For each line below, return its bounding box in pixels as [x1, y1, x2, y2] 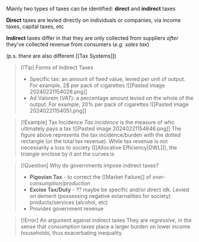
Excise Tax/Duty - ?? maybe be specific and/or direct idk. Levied [29, 186, 189, 193]
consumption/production [29, 180, 91, 187]
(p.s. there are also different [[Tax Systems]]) [6, 52, 117, 59]
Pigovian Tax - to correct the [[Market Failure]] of [29, 173, 151, 181]
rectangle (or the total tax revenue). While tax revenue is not [20, 138, 168, 145]
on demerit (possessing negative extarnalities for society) [29, 193, 171, 199]
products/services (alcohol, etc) [29, 199, 108, 206]
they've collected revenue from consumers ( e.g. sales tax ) [6, 41, 150, 48]
